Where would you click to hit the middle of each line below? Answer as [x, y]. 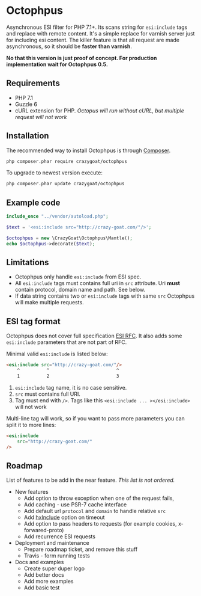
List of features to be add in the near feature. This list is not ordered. [91, 480]
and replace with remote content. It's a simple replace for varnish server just [100, 33]
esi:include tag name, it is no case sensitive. [71, 387]
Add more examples [49, 582]
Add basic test [42, 588]
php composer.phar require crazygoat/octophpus [67, 161]
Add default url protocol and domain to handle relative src [95, 511]
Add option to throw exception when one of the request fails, [99, 498]
